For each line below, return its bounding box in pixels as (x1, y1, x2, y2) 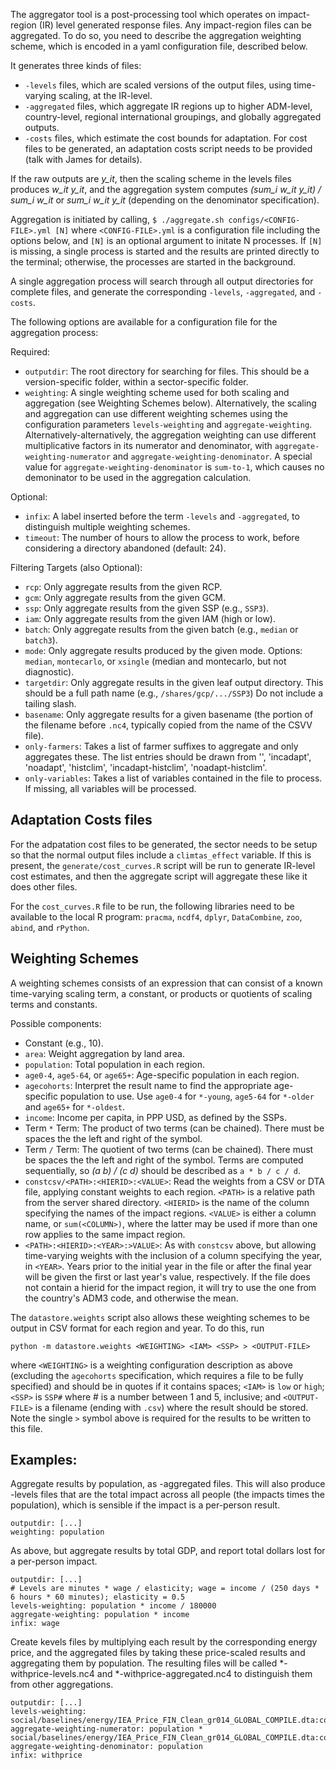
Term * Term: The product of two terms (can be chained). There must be (24, 1122, 325, 1134)
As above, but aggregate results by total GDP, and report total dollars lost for (10, 1545, 326, 1557)
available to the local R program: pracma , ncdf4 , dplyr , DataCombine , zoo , (10, 910, 303, 923)
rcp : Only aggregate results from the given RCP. (24, 581, 223, 593)
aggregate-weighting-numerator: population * (10, 1724, 203, 1734)
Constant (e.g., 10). (24, 1037, 104, 1049)
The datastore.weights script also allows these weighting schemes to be (10, 1311, 310, 1323)
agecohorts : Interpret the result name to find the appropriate (24, 1079, 272, 1091)
